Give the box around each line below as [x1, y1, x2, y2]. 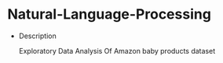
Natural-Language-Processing [7, 5, 211, 23]
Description [18, 31, 57, 40]
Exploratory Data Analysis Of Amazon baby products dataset [18, 46, 216, 55]
